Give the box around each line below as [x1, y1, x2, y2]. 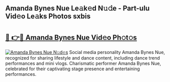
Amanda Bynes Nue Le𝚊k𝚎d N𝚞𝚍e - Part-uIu [5, 4, 150, 13]
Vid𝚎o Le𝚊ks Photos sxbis [5, 12, 91, 21]
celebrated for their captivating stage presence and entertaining [5, 66, 140, 72]
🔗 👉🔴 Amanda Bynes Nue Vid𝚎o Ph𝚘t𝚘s [5, 33, 137, 42]
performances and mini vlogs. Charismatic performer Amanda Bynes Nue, [5, 61, 161, 66]
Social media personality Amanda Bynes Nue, [69, 49, 165, 55]
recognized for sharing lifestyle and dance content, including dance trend [5, 55, 160, 61]
